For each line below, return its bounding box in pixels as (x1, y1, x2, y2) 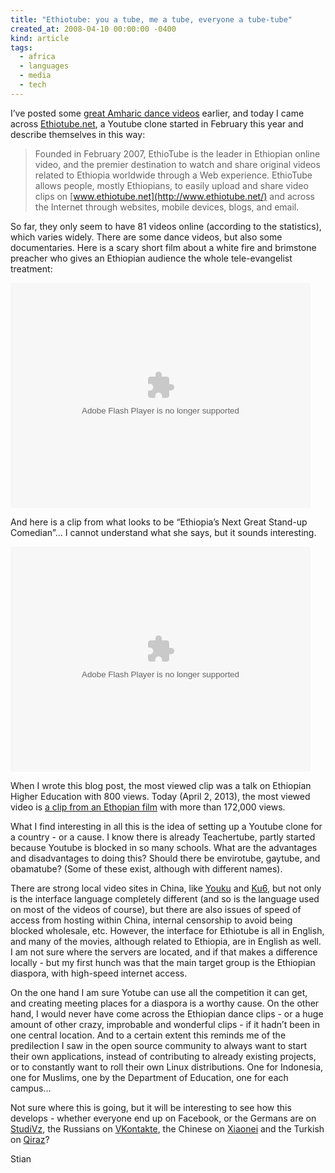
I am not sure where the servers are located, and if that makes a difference (10, 946, 318, 958)
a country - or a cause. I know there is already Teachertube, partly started (10, 831, 316, 843)
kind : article (10, 33, 70, 43)
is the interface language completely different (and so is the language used (10, 892, 320, 905)
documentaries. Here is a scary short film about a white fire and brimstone (10, 241, 317, 253)
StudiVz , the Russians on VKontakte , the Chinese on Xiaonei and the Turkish (10, 1122, 325, 1135)
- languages (19, 61, 70, 71)
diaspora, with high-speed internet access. (10, 967, 188, 979)
